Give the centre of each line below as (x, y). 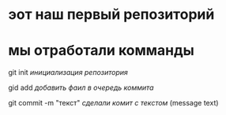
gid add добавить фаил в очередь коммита (81, 87)
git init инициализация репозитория (68, 72)
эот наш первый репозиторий (111, 15)
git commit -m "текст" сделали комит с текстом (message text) (113, 103)
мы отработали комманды (102, 51)
